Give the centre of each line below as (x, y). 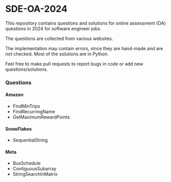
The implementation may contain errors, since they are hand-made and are (84, 48)
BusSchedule (27, 163)
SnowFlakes (19, 129)
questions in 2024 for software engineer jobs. (53, 28)
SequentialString (30, 140)
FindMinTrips (26, 106)
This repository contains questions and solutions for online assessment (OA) (86, 23)
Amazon (15, 95)
